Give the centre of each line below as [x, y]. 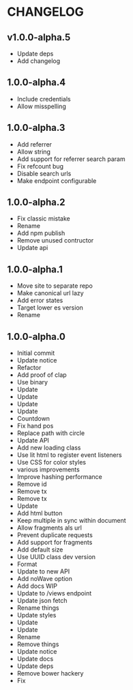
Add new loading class [49, 448]
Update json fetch [42, 601]
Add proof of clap [42, 375]
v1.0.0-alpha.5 [39, 37]
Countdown [33, 419]
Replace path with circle [51, 433]
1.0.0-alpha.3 [36, 128]
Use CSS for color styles [51, 463]
